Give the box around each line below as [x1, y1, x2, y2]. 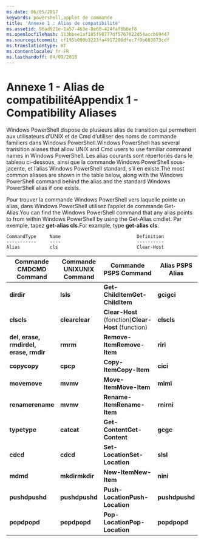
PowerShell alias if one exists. [6, 184, 81, 191]
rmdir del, [9, 340, 36, 349]
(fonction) [103, 315, 132, 324]
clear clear [60, 315, 90, 324]
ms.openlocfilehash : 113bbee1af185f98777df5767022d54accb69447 [6, 32, 170, 38]
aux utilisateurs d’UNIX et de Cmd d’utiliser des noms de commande [6, 132, 177, 140]
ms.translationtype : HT [6, 43, 67, 49]
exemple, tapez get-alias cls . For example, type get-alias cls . [6, 222, 159, 229]
